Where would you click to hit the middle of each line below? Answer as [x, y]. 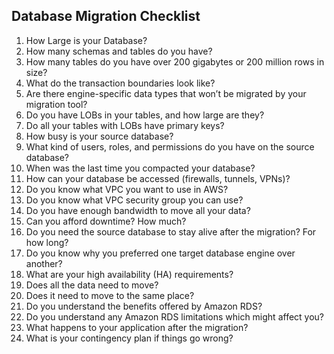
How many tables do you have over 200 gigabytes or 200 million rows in [175, 61]
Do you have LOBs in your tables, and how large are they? [145, 115]
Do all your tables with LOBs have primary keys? [125, 125]
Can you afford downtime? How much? [106, 221]
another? [44, 263]
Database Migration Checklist [106, 16]
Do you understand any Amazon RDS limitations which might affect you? [175, 316]
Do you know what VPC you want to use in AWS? [127, 189]
